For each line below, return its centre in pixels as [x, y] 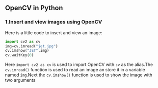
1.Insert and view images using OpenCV [53, 22]
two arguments [20, 80]
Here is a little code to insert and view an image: [54, 33]
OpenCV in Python [34, 8]
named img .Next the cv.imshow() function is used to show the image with [79, 75]
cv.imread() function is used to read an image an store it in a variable [75, 70]
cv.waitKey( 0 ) [20, 55]
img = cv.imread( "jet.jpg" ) [31, 46]
